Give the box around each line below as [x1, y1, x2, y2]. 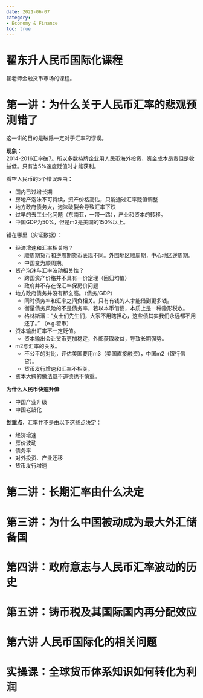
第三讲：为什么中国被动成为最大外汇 [6, 515, 187, 529]
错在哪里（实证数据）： [6, 231, 62, 239]
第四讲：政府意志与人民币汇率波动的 [6, 560, 187, 574]
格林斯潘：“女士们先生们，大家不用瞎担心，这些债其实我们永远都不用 [24, 312, 196, 319]
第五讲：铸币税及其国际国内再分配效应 [6, 605, 198, 619]
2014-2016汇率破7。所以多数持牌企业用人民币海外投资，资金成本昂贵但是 [6, 155, 189, 162]
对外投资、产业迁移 [14, 454, 63, 462]
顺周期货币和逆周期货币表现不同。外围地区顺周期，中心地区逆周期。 [24, 252, 194, 259]
